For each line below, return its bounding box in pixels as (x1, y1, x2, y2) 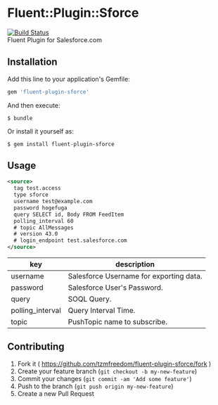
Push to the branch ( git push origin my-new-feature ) (17, 382, 174, 390)
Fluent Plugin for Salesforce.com (7, 35, 102, 44)
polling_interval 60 (13, 217, 74, 224)
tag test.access (13, 185, 61, 192)
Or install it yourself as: (7, 127, 74, 135)
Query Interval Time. (68, 306, 136, 316)
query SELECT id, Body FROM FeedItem (13, 211, 124, 218)
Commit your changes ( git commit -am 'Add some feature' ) (17, 374, 192, 382)
